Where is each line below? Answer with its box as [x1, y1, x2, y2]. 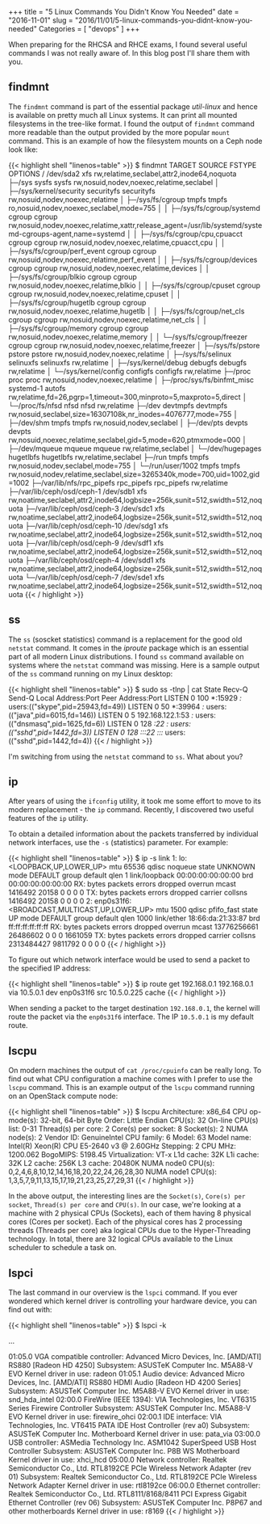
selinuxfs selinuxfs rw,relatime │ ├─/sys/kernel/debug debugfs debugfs [8, 357, 247, 367]
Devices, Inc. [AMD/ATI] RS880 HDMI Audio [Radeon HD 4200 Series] [8, 1378, 242, 1387]
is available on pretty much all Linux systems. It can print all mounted [8, 110, 238, 120]
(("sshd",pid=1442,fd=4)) [8, 735, 93, 746]
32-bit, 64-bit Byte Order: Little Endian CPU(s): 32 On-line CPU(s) [39, 1115, 259, 1126]
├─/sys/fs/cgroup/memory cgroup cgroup [8, 323, 149, 333]
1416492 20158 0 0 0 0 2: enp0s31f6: [8, 896, 132, 906]
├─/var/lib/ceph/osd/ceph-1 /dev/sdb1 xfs [8, 486, 147, 496]
